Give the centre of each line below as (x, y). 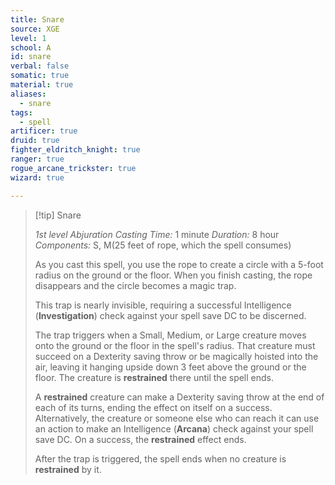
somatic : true (40, 76)
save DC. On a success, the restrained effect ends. (140, 439)
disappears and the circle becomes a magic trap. (135, 285)
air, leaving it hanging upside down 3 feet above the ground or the (170, 367)
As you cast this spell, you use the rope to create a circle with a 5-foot (179, 264)
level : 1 (28, 38)
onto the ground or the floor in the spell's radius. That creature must (175, 345)
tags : (21, 112)
